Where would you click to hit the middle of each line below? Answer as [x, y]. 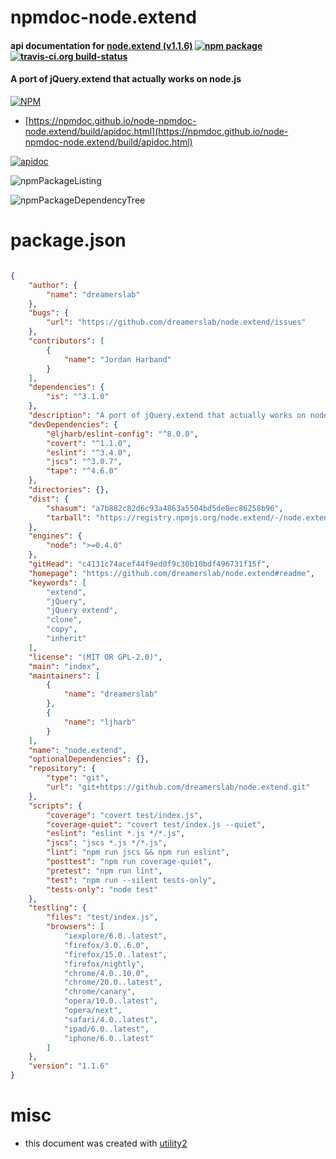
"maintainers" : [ [64, 676]
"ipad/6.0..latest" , [106, 1029]
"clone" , [64, 620]
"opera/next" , [93, 1011]
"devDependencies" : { [73, 424]
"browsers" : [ [75, 927]
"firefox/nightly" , [104, 964]
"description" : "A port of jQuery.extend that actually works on [167, 416]
